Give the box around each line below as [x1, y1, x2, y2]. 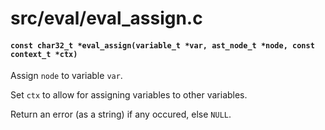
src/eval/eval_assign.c [10, 7, 203, 30]
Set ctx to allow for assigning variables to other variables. [10, 89, 248, 101]
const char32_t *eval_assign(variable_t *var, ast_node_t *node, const [10, 40, 315, 51]
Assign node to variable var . [10, 70, 123, 82]
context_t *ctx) [10, 49, 78, 59]
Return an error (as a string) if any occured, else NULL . [10, 108, 232, 121]
